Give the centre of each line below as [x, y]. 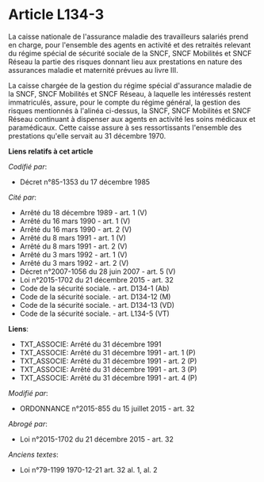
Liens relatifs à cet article [51, 151]
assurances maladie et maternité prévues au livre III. [93, 70]
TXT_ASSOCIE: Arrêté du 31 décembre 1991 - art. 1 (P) [107, 352]
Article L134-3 [56, 15]
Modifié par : [29, 393]
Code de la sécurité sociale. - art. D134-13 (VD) [97, 305]
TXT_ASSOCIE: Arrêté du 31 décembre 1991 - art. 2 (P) [108, 361]
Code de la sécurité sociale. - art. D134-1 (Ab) [94, 288]
